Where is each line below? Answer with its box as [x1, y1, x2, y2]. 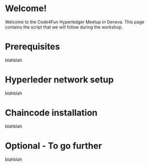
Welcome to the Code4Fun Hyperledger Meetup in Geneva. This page [5, 19, 145, 25]
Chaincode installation [5, 107, 98, 118]
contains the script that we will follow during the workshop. [5, 24, 123, 30]
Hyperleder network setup [5, 74, 114, 85]
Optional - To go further [5, 140, 103, 151]
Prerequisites [5, 41, 60, 52]
